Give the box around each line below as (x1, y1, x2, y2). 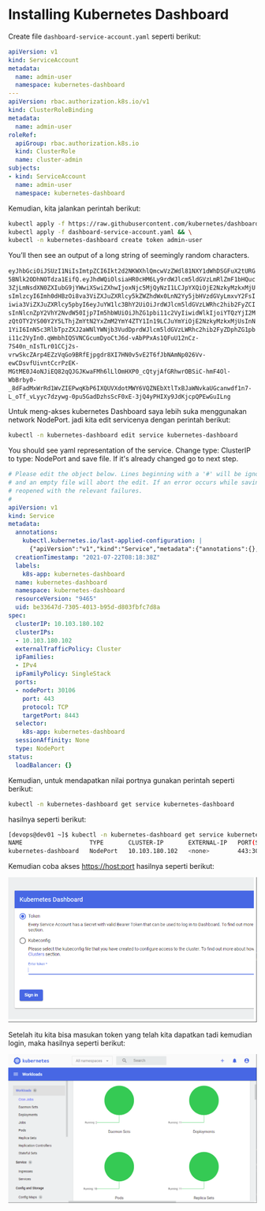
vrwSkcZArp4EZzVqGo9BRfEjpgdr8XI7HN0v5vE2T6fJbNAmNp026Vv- (8, 351, 207, 360)
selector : (15, 720, 47, 728)
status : (8, 753, 34, 761)
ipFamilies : (15, 653, 55, 661)
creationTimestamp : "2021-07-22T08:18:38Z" (15, 553, 160, 561)
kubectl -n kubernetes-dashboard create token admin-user (8, 237, 203, 244)
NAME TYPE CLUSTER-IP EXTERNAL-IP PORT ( (8, 839, 256, 847)
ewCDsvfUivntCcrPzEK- (8, 360, 80, 367)
